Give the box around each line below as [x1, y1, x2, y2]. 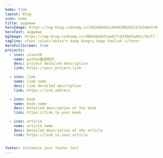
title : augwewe [5, 20, 36, 26]
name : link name [14, 79, 47, 84]
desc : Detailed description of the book [14, 106, 97, 111]
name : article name [14, 124, 53, 128]
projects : [5, 47, 25, 52]
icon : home [5, 16, 27, 21]
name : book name [14, 101, 47, 106]
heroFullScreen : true [5, 43, 49, 48]
